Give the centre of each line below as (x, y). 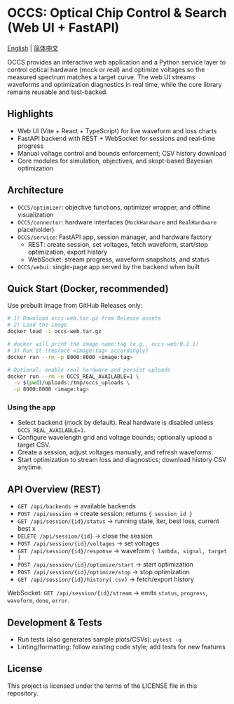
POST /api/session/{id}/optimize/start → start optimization (105, 564)
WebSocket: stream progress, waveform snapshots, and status (119, 259)
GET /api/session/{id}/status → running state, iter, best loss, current (118, 521)
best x (27, 529)
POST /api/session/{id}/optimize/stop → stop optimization (104, 572)
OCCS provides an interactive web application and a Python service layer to (117, 62)
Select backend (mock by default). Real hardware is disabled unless (115, 423)
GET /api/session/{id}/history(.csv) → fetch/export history (106, 579)
